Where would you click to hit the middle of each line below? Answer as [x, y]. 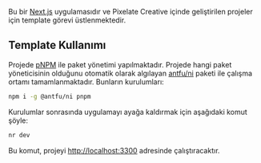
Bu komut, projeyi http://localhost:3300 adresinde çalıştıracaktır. [114, 150]
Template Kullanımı [57, 45]
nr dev [19, 135]
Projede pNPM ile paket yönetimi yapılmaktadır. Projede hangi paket [120, 64]
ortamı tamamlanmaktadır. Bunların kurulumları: [86, 81]
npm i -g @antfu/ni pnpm [50, 96]
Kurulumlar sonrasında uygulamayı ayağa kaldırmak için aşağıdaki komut [128, 112]
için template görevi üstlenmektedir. [67, 20]
